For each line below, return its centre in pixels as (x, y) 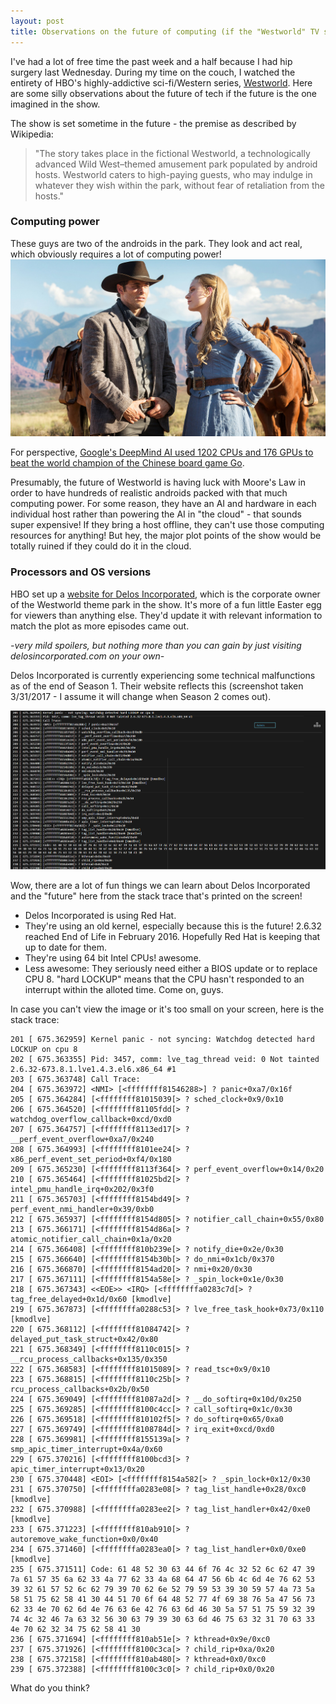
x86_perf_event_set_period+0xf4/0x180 (91, 1159)
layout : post (37, 21)
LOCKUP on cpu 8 (44, 1049)
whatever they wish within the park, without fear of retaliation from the (179, 185)
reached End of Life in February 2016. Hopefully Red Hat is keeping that (172, 936)
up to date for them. (66, 947)
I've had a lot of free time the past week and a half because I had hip (151, 61)
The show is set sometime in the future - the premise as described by (153, 123)
